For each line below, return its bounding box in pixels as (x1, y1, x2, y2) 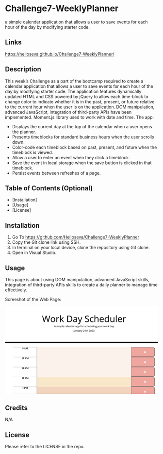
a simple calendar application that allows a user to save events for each (5, 19, 148, 25)
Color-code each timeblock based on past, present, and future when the (12, 144, 157, 150)
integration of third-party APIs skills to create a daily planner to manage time (5, 282, 158, 287)
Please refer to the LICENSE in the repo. (5, 444, 85, 450)
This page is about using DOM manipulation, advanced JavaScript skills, (5, 277, 149, 282)
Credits (5, 404, 28, 412)
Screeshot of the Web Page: (5, 297, 62, 302)
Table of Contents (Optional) (5, 184, 93, 192)
